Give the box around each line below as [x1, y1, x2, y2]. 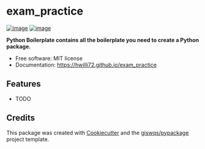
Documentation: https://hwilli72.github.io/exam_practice [15, 61, 157, 68]
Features [6, 79, 41, 89]
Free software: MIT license [15, 54, 83, 62]
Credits [6, 113, 35, 123]
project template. [6, 136, 50, 143]
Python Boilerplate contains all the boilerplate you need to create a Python [6, 36, 199, 43]
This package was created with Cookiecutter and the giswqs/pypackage [6, 129, 189, 136]
